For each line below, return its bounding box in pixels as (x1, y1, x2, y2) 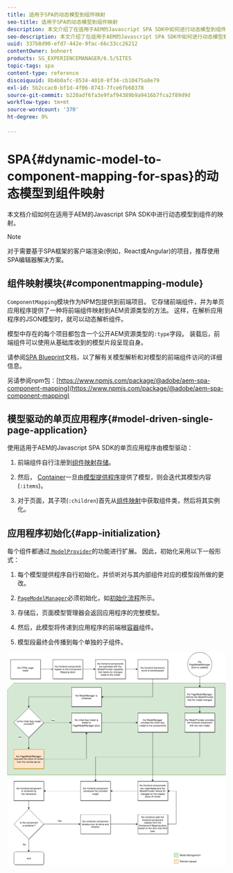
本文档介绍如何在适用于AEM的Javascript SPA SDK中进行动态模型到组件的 (7, 210, 218, 218)
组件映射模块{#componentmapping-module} (7, 278, 204, 290)
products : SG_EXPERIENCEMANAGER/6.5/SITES (7, 55, 132, 62)
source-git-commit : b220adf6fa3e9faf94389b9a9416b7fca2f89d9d (7, 91, 191, 98)
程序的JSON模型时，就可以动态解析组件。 (7, 315, 128, 323)
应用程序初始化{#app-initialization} (7, 527, 161, 539)
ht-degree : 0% (7, 114, 49, 121)
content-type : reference (7, 69, 79, 76)
